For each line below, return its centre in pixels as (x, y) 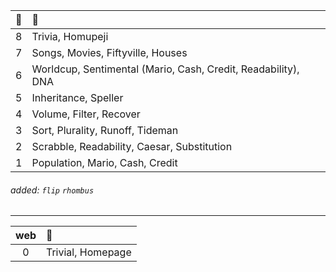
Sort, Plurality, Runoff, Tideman (105, 130)
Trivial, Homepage (89, 252)
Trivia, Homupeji (70, 36)
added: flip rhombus (52, 190)
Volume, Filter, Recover (86, 114)
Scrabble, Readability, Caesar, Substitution (132, 146)
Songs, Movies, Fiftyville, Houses (109, 52)
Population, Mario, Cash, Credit (104, 162)
